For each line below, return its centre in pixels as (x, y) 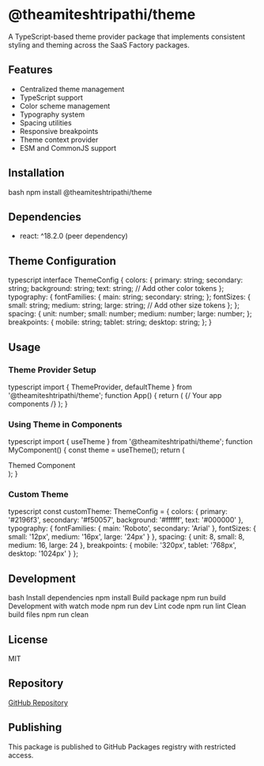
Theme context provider (59, 140)
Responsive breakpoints (59, 131)
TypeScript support (51, 98)
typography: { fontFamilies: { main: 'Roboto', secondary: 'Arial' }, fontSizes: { (132, 528)
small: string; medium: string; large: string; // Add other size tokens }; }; (124, 305)
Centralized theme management (72, 89)
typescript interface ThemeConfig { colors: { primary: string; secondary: (126, 280)
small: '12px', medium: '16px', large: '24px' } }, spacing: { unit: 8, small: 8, (126, 537)
